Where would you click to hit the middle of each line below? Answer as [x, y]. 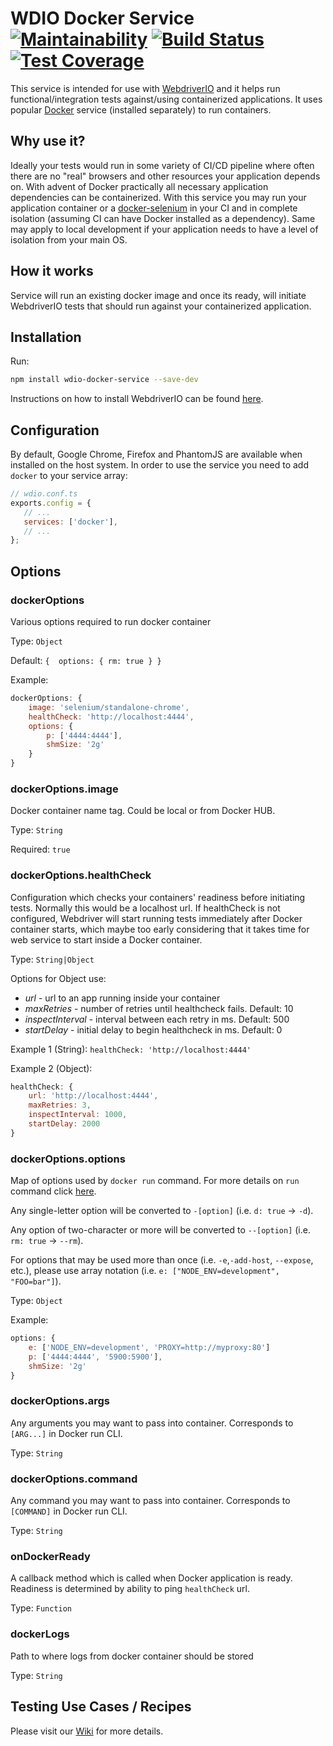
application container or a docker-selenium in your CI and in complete [154, 208]
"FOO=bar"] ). [36, 1281]
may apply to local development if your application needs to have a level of [164, 229]
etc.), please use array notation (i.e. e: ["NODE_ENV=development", [145, 1271]
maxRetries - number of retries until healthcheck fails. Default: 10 [159, 1008]
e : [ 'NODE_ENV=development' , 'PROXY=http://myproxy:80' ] [149, 1348]
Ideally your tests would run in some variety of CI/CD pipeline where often [162, 165]
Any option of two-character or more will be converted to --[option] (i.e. [160, 1230]
